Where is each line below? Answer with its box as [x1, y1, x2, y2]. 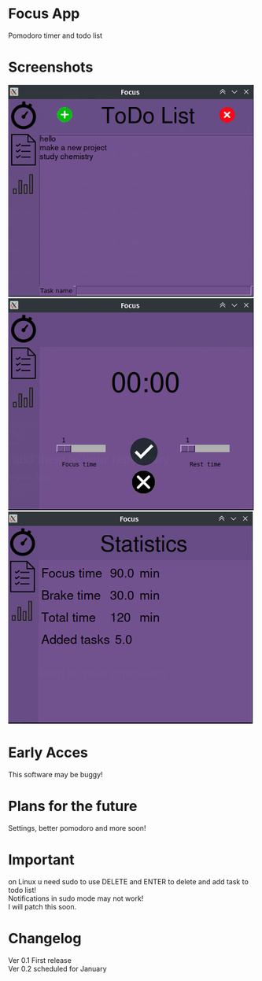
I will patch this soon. [8, 902, 77, 911]
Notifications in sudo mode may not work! [8, 894, 144, 903]
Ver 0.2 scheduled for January [8, 964, 108, 973]
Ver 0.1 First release [8, 955, 72, 964]
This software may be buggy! [8, 769, 104, 779]
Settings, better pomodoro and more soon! [8, 823, 146, 832]
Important [8, 850, 75, 869]
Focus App [8, 5, 80, 23]
